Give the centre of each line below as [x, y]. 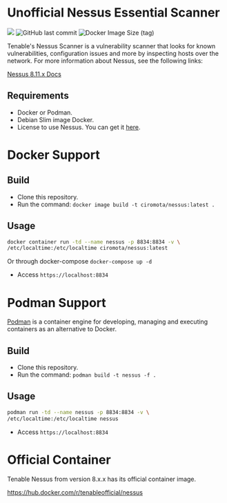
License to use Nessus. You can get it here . [79, 127]
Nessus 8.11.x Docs [34, 74]
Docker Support [53, 155]
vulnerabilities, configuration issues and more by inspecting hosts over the [113, 53]
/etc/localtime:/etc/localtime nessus [63, 419]
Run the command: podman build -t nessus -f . [87, 375]
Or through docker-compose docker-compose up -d [80, 262]
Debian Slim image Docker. [56, 119]
